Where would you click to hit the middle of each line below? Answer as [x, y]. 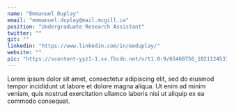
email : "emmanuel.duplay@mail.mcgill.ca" [68, 20]
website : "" [24, 53]
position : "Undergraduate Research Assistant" [76, 26]
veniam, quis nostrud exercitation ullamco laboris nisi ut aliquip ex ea [106, 93]
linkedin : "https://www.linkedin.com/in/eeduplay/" [84, 46]
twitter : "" [24, 33]
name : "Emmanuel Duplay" [43, 14]
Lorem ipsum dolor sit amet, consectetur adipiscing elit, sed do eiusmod [111, 79]
